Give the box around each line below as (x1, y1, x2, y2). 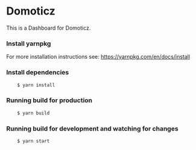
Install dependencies (6, 68, 69, 77)
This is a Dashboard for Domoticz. (6, 24, 91, 31)
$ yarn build (17, 110, 50, 116)
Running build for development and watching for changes (6, 124, 179, 132)
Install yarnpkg (6, 39, 51, 48)
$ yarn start (17, 138, 50, 144)
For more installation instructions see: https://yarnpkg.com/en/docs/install (6, 53, 191, 60)
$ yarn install (17, 82, 55, 88)
